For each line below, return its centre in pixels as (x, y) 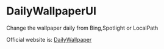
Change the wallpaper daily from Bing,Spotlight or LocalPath (82, 28)
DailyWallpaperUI (51, 11)
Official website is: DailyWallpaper (49, 39)
